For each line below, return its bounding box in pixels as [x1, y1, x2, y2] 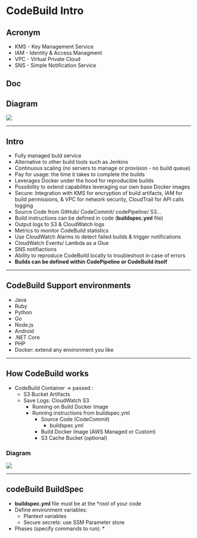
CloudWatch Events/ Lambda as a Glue [14, 240, 109, 247]
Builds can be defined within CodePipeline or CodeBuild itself [14, 258, 168, 265]
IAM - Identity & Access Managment [14, 49, 103, 56]
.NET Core [14, 334, 40, 341]
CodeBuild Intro [6, 4, 84, 18]
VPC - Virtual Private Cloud [14, 56, 81, 62]
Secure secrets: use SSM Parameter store [23, 519, 125, 526]
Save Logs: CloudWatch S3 [23, 396, 90, 403]
